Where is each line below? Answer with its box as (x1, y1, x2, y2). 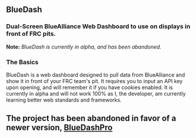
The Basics (6, 58, 39, 66)
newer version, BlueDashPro (6, 123, 113, 133)
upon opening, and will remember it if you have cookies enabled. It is (6, 84, 173, 91)
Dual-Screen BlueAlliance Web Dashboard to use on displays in (6, 22, 191, 31)
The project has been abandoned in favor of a (6, 113, 177, 123)
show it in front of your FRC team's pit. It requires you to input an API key (6, 77, 183, 84)
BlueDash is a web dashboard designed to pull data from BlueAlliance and (6, 71, 185, 78)
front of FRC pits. (6, 29, 56, 38)
